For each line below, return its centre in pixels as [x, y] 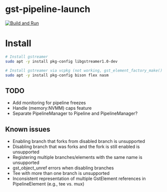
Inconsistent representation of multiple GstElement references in [79, 178]
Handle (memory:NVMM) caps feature [52, 108]
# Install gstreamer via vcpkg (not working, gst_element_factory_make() [84, 70]
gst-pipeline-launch [48, 9]
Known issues [28, 129]
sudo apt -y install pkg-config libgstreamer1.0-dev [61, 61]
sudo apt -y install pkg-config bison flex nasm [57, 75]
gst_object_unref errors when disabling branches [63, 168]
